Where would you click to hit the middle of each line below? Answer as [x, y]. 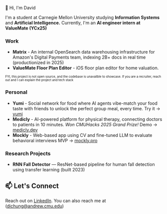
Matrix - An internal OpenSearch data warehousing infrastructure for [84, 52]
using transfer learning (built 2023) [49, 169]
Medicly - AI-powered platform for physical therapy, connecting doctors [87, 119]
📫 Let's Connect [32, 186]
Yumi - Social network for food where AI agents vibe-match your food [85, 103]
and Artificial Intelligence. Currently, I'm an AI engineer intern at [73, 23]
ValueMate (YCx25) [26, 28]
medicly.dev [25, 130]
